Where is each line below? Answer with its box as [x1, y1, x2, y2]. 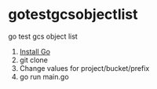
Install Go [19, 46, 51, 56]
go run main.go [19, 72, 69, 81]
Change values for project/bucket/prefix [19, 63, 150, 72]
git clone [19, 55, 49, 65]
